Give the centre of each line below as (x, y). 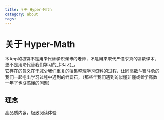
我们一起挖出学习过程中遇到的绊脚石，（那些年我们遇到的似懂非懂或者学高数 (81, 77)
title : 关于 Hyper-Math (29, 10)
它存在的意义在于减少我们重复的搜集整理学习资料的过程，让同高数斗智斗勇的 (82, 71)
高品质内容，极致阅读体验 (31, 113)
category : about (22, 14)
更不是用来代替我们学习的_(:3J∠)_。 (42, 65)
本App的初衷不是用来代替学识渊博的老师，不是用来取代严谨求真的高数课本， (82, 59)
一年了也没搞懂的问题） (29, 83)
